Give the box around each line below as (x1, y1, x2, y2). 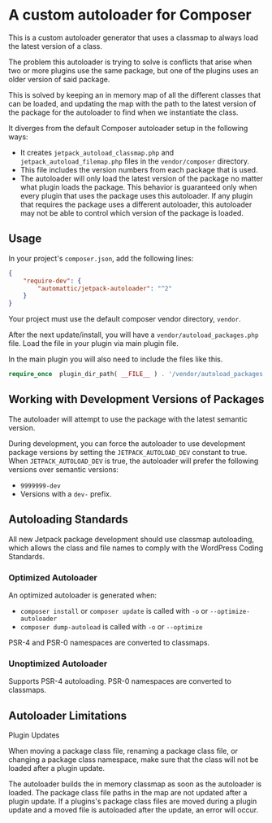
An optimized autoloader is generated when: (8, 590, 157, 600)
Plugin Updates (8, 730, 60, 740)
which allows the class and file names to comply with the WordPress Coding (8, 543, 264, 553)
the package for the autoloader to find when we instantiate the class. (8, 107, 239, 117)
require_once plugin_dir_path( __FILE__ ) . (8, 370, 165, 379)
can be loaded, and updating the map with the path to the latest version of (8, 98, 257, 108)
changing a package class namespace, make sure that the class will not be (8, 755, 259, 764)
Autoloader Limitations (8, 708, 127, 722)
